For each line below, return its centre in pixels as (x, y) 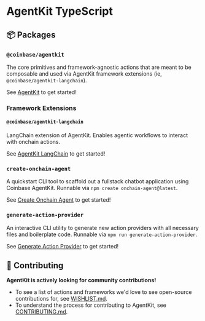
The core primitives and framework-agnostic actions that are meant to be (99, 67)
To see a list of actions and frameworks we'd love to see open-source (103, 292)
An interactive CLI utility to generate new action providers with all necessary (103, 228)
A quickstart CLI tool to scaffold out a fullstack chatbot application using (98, 181)
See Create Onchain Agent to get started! (59, 200)
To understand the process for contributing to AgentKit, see (91, 305)
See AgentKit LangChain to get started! (56, 154)
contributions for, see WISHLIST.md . (61, 299)
